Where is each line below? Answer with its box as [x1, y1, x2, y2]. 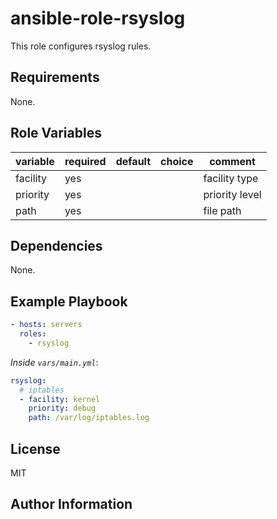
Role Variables [10, 125, 102, 142]
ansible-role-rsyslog [10, 7, 186, 30]
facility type [203, 171, 259, 185]
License [10, 440, 61, 457]
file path [203, 203, 242, 217]
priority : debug [28, 403, 97, 414]
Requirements [10, 69, 100, 86]
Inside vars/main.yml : [10, 356, 99, 368]
